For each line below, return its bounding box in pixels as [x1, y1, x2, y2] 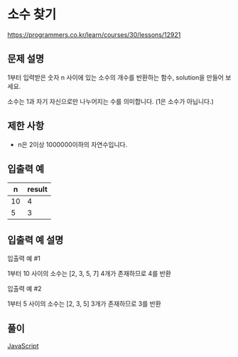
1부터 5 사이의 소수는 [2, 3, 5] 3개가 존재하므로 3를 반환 [7, 299, 161, 308]
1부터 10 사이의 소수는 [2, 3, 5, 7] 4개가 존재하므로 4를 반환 [7, 270, 172, 278]
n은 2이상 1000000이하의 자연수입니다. [17, 140, 128, 149]
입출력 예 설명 [7, 234, 64, 246]
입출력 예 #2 [7, 284, 42, 293]
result [27, 184, 48, 194]
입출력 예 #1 [7, 254, 40, 263]
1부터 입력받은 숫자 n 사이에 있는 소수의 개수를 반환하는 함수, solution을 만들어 [7, 73, 224, 82]
